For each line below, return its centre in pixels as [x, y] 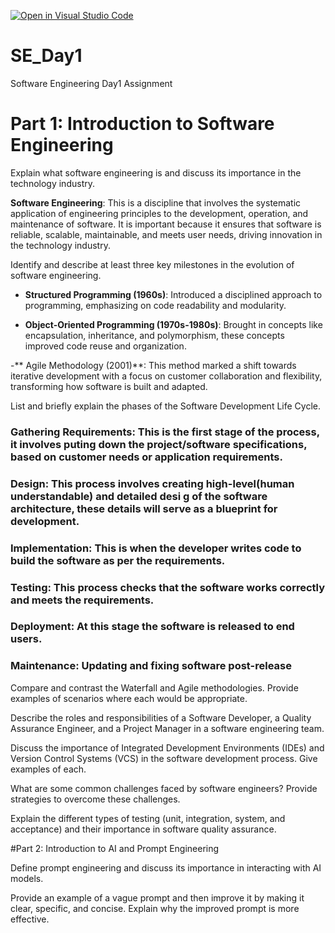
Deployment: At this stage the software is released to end [152, 627]
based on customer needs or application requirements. [146, 457]
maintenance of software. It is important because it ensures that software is [166, 224]
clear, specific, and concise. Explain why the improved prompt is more [155, 908]
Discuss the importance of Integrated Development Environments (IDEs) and [167, 747]
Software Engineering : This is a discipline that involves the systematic [156, 202]
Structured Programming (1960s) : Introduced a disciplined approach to [173, 294]
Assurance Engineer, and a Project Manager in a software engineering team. [167, 728]
